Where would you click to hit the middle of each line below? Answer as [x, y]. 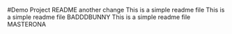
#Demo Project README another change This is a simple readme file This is [116, 10]
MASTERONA [27, 24]
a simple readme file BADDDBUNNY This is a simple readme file [99, 17]
